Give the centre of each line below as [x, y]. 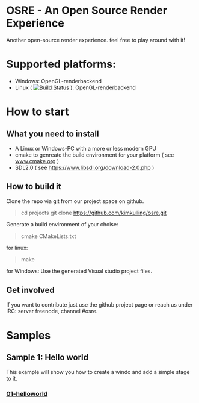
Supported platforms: [61, 64]
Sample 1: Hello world [47, 358]
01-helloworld [27, 394]
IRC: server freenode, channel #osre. [52, 311]
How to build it [34, 186]
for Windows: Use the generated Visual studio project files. [79, 271]
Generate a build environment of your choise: [62, 224]
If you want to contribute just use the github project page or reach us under [99, 304]
